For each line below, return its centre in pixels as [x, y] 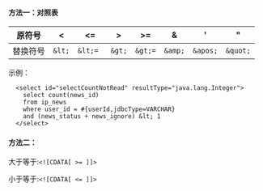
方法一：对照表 [33, 12]
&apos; [206, 51]
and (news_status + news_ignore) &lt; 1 [92, 117]
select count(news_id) [61, 95]
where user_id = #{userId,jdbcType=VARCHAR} [99, 109]
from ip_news [45, 102]
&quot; [238, 51]
